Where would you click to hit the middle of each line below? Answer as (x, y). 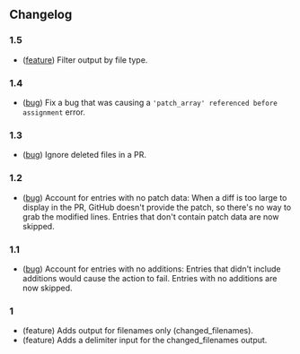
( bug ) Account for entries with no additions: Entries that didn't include (151, 269)
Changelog (41, 15)
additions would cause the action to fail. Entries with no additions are (150, 278)
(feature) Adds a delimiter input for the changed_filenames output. (145, 341)
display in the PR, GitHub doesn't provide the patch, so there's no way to (157, 207)
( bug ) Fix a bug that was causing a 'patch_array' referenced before (150, 102)
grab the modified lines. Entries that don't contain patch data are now (150, 216)
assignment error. (53, 112)
